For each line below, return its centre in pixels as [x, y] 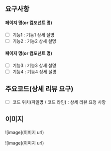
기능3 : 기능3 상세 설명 [34, 65]
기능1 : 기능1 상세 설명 [33, 34]
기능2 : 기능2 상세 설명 [34, 41]
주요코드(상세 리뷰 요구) [39, 89]
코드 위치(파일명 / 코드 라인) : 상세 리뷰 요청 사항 [59, 102]
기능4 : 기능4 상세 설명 [34, 71]
